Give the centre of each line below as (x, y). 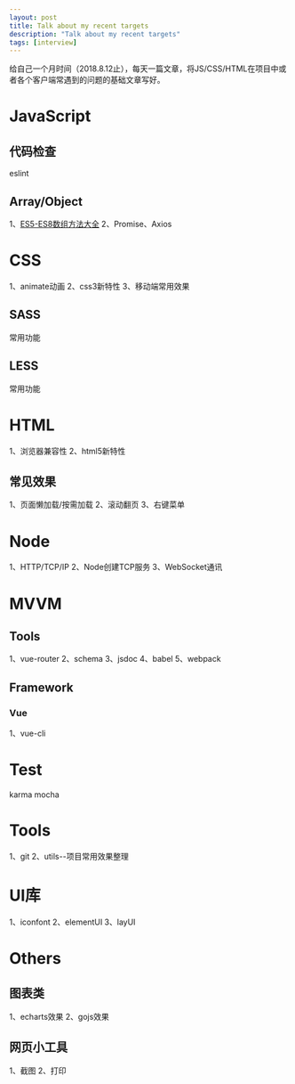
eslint (19, 174)
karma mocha (34, 795)
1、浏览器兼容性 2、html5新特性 (68, 451)
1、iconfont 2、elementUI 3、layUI (72, 922)
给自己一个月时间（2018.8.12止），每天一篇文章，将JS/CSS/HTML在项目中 (144, 69)
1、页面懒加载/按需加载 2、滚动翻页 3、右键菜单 (97, 505)
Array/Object (46, 201)
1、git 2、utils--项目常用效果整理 (69, 856)
